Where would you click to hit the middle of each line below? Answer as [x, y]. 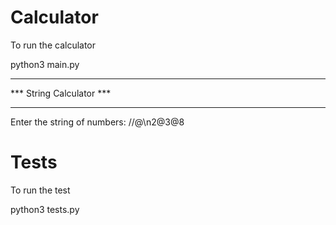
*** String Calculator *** [61, 93]
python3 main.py [45, 64]
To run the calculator [53, 45]
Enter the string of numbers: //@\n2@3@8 [97, 122]
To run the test [40, 190]
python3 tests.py [45, 209]
